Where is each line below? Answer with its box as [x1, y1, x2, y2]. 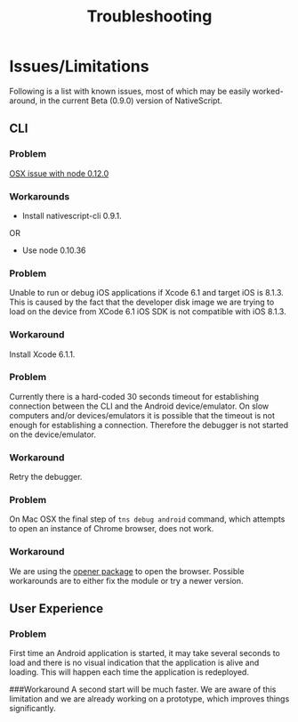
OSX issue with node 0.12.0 [9, 167, 109, 179]
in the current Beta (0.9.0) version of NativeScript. [39, 95, 222, 106]
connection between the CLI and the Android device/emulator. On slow [9, 401, 270, 411]
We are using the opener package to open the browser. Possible [9, 565, 245, 576]
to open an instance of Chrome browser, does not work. [9, 523, 214, 534]
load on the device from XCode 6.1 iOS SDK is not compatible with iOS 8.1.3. [9, 306, 286, 317]
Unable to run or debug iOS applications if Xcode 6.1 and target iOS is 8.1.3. [9, 288, 285, 298]
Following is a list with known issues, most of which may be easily [9, 85, 251, 96]
